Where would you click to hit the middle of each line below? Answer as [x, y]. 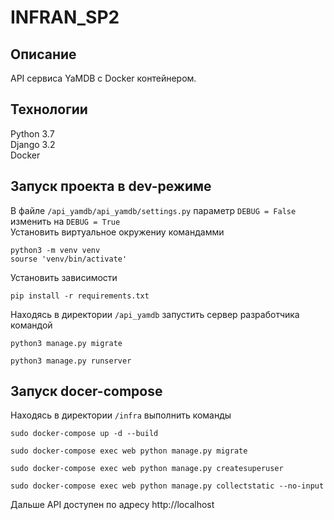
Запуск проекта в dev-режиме [111, 186]
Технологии [49, 109]
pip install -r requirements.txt [80, 296]
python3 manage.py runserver [71, 361]
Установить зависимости [64, 277]
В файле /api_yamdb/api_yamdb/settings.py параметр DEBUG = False [153, 210]
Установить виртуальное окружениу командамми [117, 232]
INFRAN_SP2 [65, 17]
